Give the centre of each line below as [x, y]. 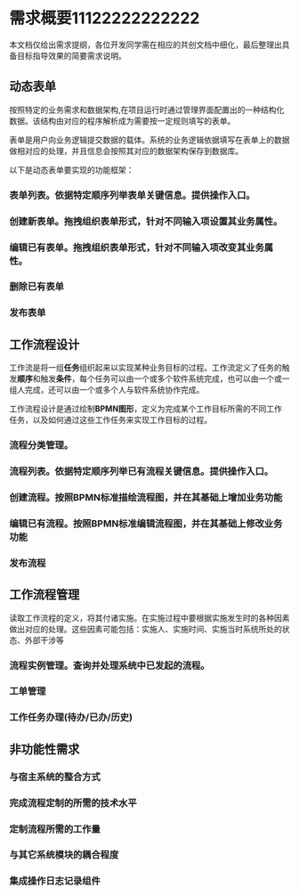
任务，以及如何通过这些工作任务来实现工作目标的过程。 [110, 420]
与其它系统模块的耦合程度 [64, 855]
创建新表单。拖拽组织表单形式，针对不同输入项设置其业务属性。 [146, 221]
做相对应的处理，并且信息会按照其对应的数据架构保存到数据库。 [126, 151]
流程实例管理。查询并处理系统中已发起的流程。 [109, 665]
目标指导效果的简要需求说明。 [71, 55]
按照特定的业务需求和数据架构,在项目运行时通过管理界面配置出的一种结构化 [147, 110]
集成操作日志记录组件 [55, 881]
